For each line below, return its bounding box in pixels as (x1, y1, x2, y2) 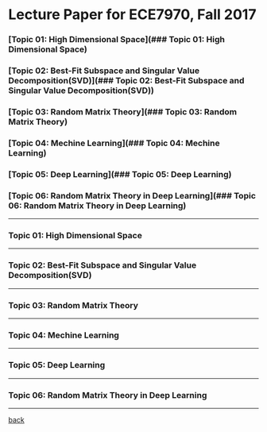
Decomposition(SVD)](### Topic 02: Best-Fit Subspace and (8, 75, 245, 87)
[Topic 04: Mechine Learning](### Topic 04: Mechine (8, 137, 220, 148)
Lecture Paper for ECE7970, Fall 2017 (8, 6, 257, 24)
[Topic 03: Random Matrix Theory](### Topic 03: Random (8, 106, 237, 117)
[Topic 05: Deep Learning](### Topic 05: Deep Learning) (8, 168, 232, 179)
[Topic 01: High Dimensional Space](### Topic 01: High (8, 34, 225, 45)
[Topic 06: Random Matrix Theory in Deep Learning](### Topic (8, 190, 257, 201)
